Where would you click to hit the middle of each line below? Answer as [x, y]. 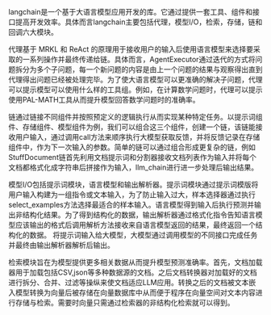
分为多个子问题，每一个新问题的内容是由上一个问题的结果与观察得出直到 [142, 69]
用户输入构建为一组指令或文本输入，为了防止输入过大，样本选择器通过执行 [132, 195]
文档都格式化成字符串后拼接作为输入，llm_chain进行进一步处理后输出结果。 [133, 167]
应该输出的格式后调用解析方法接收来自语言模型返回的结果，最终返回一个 [135, 225]
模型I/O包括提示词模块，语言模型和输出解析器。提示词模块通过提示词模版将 [133, 185]
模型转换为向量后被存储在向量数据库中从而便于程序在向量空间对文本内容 [135, 292]
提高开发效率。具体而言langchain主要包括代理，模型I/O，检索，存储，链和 [139, 22]
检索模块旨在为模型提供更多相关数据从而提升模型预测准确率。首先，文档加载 [135, 262]
